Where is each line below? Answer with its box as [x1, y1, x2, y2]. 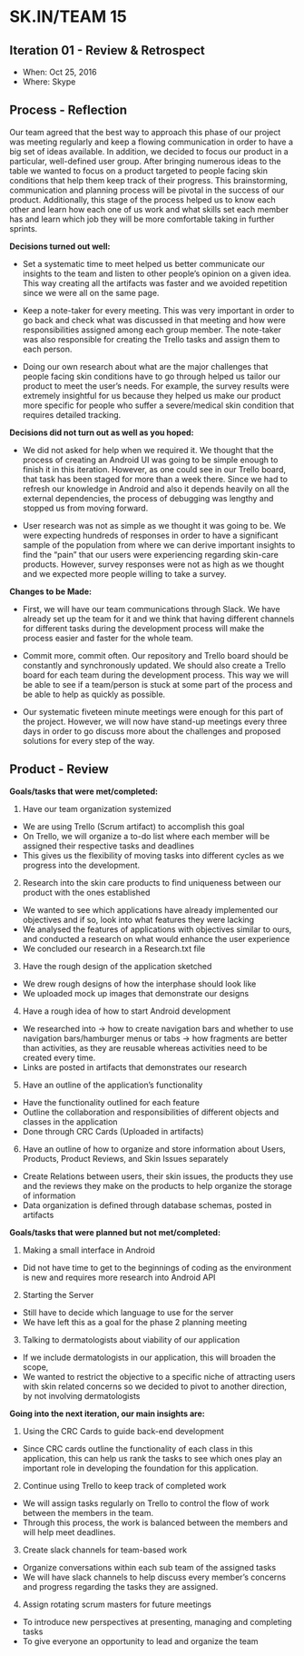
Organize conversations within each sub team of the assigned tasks [22, 1562, 277, 1572]
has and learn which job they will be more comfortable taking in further [9, 213, 275, 224]
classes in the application [22, 1116, 118, 1127]
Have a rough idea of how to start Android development [22, 1006, 231, 1016]
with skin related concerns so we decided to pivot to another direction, [22, 1381, 288, 1392]
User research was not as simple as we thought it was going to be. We [22, 520, 286, 531]
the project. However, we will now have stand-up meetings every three [22, 716, 288, 727]
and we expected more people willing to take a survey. [22, 568, 227, 579]
